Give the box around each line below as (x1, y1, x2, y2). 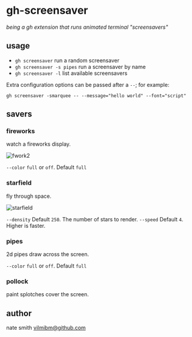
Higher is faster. (6, 222, 46, 229)
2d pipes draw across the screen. (6, 251, 89, 258)
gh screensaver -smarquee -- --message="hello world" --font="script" (6, 92, 187, 99)
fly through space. (6, 192, 52, 200)
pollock (6, 277, 29, 285)
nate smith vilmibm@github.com (6, 324, 86, 332)
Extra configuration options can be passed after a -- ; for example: (6, 81, 170, 88)
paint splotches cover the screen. (6, 291, 89, 298)
